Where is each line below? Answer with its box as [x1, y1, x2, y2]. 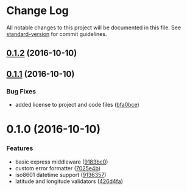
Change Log [6, 4, 69, 18]
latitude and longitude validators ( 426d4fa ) [15, 178, 124, 185]
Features [6, 144, 34, 153]
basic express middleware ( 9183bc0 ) [15, 158, 108, 165]
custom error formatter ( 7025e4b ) [15, 164, 101, 171]
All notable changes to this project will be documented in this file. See [6, 24, 182, 31]
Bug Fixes [6, 87, 37, 95]
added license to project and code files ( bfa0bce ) [15, 101, 140, 109]
